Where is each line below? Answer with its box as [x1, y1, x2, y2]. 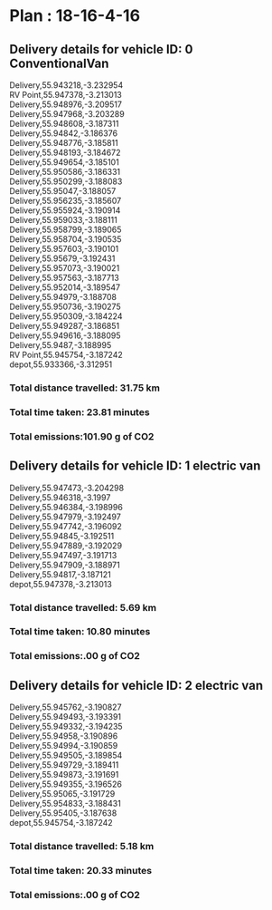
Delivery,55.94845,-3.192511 [9, 530, 115, 541]
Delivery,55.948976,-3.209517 [9, 99, 122, 110]
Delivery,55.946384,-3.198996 [9, 501, 124, 512]
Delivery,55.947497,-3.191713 [9, 549, 117, 560]
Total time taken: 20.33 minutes [9, 865, 152, 876]
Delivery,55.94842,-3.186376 [9, 128, 118, 139]
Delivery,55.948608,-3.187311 [9, 119, 119, 129]
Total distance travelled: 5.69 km [9, 601, 156, 614]
